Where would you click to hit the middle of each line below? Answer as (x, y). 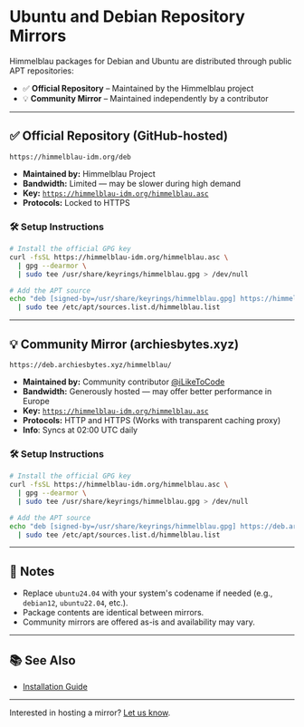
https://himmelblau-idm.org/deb (70, 157)
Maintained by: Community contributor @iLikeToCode (123, 382)
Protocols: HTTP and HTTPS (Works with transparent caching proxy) (152, 420)
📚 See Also (43, 660)
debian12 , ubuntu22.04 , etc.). (75, 603)
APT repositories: (42, 71)
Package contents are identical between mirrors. (113, 613)
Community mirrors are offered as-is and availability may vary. (138, 622)
